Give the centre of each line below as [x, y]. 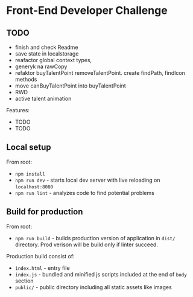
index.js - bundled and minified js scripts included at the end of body [101, 274]
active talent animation [43, 98]
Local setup [29, 148]
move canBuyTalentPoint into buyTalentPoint [71, 86]
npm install [30, 174]
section [24, 281]
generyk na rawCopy [41, 66]
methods [26, 79]
